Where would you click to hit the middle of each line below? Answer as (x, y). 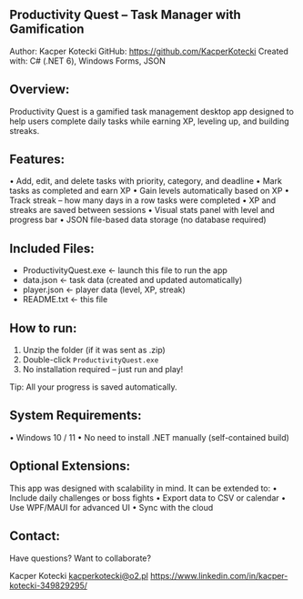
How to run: (43, 328)
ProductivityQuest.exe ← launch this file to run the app (125, 270)
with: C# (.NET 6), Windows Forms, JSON (87, 61)
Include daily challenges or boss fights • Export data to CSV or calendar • (148, 497)
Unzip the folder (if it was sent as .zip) (94, 350)
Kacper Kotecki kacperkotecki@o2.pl (79, 575)
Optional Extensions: (70, 467)
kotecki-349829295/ (49, 585)
